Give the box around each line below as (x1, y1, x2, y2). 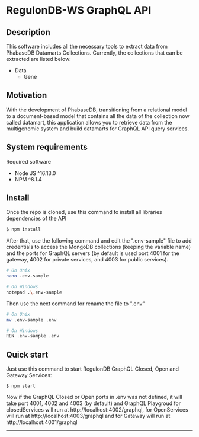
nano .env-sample (6, 273, 49, 279)
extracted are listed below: (6, 56, 71, 62)
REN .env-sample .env (6, 333, 60, 339)
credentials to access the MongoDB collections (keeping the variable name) (6, 244, 191, 251)
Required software (6, 158, 52, 165)
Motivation (6, 90, 47, 101)
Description (6, 27, 50, 37)
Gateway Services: (6, 372, 52, 379)
